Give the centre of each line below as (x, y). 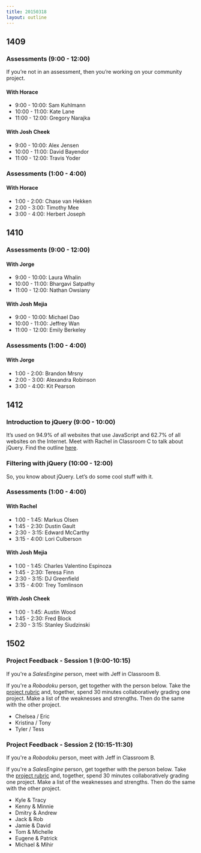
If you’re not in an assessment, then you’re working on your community (94, 72)
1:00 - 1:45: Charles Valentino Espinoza (63, 565)
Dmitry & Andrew (36, 813)
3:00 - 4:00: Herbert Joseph (50, 214)
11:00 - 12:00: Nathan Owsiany (52, 290)
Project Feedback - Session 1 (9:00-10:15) (68, 661)
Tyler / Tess (29, 729)
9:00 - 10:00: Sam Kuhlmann (50, 105)
